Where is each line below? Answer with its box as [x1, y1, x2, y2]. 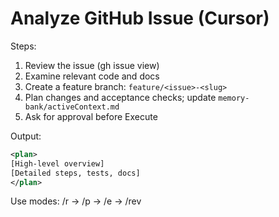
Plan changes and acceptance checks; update [24, 91, 217, 103]
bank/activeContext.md [24, 102, 120, 112]
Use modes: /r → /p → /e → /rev [10, 195, 142, 207]
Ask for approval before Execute [24, 110, 158, 122]
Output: [10, 130, 42, 142]
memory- [218, 93, 250, 103]
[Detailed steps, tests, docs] [10, 168, 141, 178]
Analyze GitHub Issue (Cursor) [10, 7, 270, 30]
